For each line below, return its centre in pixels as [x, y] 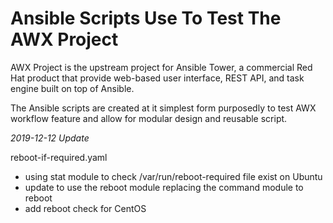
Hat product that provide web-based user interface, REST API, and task [157, 78]
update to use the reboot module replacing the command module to [164, 187]
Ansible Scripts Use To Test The [146, 18]
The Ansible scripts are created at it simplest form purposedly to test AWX [163, 108]
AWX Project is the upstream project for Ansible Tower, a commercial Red [161, 67]
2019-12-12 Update [50, 138]
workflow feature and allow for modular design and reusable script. [149, 118]
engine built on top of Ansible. [72, 88]
